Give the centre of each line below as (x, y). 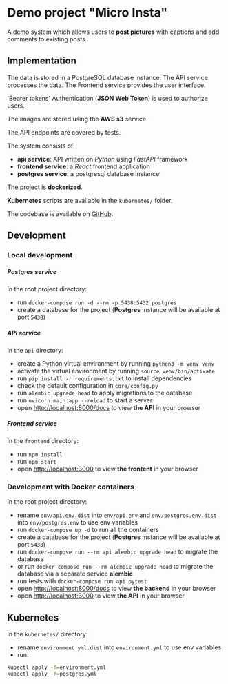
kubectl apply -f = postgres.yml (52, 674)
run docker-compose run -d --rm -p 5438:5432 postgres (97, 302)
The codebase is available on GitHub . (60, 214)
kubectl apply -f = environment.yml (57, 667)
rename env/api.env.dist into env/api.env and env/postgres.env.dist (117, 515)
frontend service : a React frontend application (83, 166)
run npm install (40, 454)
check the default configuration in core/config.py (87, 385)
